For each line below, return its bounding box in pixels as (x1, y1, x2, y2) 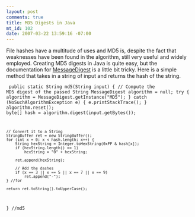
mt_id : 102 (6, 25, 33, 32)
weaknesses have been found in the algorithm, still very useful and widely (6, 54, 187, 61)
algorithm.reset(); (6, 105, 55, 111)
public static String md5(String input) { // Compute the (8, 84, 155, 90)
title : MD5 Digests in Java (6, 20, 76, 26)
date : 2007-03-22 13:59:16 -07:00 (6, 31, 92, 37)
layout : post (6, 8, 39, 15)
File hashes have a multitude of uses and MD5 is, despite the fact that (6, 47, 177, 54)
